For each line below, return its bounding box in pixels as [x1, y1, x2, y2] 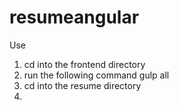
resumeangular [9, 6, 140, 29]
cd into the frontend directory [23, 58, 146, 70]
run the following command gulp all [23, 69, 170, 81]
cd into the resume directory [23, 79, 142, 91]
